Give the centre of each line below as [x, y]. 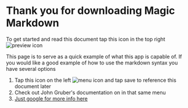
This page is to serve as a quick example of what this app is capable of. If [94, 56]
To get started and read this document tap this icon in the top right [86, 39]
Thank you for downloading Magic [91, 11]
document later [33, 86]
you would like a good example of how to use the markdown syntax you [92, 63]
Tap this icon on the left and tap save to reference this [95, 80]
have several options [31, 69]
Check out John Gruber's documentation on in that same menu [90, 92]
